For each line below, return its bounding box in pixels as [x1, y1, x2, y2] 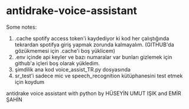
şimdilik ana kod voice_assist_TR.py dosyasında [14, 66, 131, 73]
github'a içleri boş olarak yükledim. [14, 60, 100, 67]
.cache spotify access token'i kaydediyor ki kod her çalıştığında [14, 35, 170, 42]
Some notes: [6, 23, 37, 30]
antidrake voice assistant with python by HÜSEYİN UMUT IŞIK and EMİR [6, 90, 181, 97]
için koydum [14, 78, 44, 86]
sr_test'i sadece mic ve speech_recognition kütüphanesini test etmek [14, 72, 183, 79]
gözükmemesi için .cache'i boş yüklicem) [14, 47, 116, 54]
